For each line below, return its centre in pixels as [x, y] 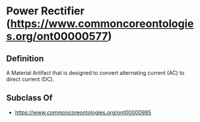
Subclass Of [29, 98]
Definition [25, 58]
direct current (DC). [31, 79]
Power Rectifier [46, 11]
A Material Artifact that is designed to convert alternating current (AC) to [95, 73]
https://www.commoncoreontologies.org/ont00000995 [83, 112]
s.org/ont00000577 [57, 36]
